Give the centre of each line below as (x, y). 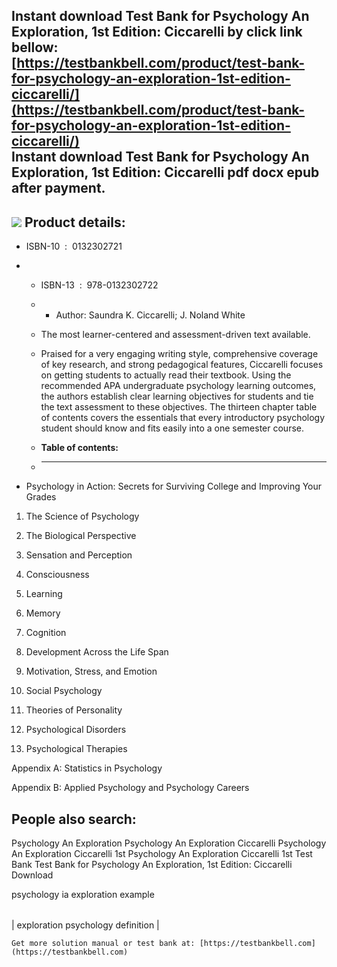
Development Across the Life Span (97, 652)
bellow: (35, 47)
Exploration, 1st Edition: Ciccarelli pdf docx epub (165, 172)
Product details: (75, 222)
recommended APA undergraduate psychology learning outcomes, (178, 386)
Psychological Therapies (76, 749)
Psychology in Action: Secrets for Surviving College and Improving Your (174, 486)
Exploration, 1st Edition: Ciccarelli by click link (157, 32)
